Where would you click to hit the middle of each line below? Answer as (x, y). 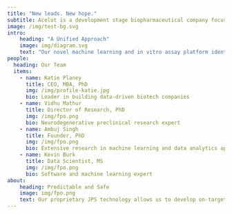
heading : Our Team (40, 65)
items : (23, 71)
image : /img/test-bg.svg (43, 26)
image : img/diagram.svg (54, 46)
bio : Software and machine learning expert (89, 174)
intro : (17, 33)
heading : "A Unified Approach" (65, 39)
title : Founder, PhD (55, 135)
